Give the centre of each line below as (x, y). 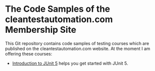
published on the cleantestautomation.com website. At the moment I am (78, 48)
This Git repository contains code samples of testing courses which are (77, 43)
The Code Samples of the (58, 9)
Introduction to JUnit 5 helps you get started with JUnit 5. (70, 63)
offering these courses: (29, 54)
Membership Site (41, 30)
